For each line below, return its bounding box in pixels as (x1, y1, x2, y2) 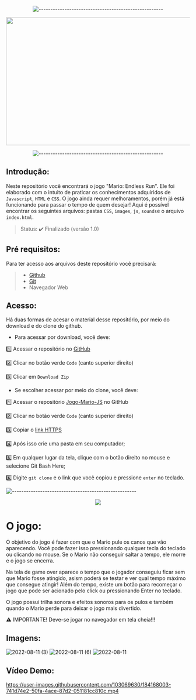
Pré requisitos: (6, 245, 61, 255)
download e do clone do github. (6, 322, 83, 330)
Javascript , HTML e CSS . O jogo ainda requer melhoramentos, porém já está (6, 195, 185, 202)
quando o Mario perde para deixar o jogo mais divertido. (6, 605, 142, 612)
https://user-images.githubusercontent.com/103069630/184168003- (6, 681, 171, 688)
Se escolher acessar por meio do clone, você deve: (14, 387, 138, 394)
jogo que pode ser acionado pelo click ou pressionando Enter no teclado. (6, 587, 182, 594)
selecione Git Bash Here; (6, 462, 66, 469)
